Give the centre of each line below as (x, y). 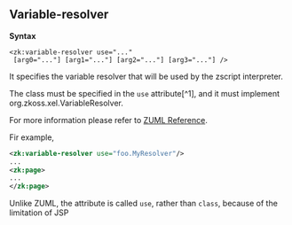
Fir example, (32, 137)
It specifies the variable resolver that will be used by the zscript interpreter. (146, 76)
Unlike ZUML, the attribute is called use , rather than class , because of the (143, 204)
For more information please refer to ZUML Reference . (109, 120)
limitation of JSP (39, 213)
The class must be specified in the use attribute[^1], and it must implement (145, 93)
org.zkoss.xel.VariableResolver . (67, 103)
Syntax (23, 35)
